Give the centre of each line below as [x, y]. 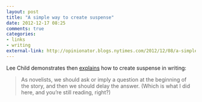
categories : [21, 34]
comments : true [25, 28]
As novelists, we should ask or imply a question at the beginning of [104, 79]
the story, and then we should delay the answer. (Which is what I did [106, 86]
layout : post [23, 12]
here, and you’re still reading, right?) [66, 92]
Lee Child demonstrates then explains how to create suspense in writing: [96, 68]
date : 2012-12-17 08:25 [36, 23]
